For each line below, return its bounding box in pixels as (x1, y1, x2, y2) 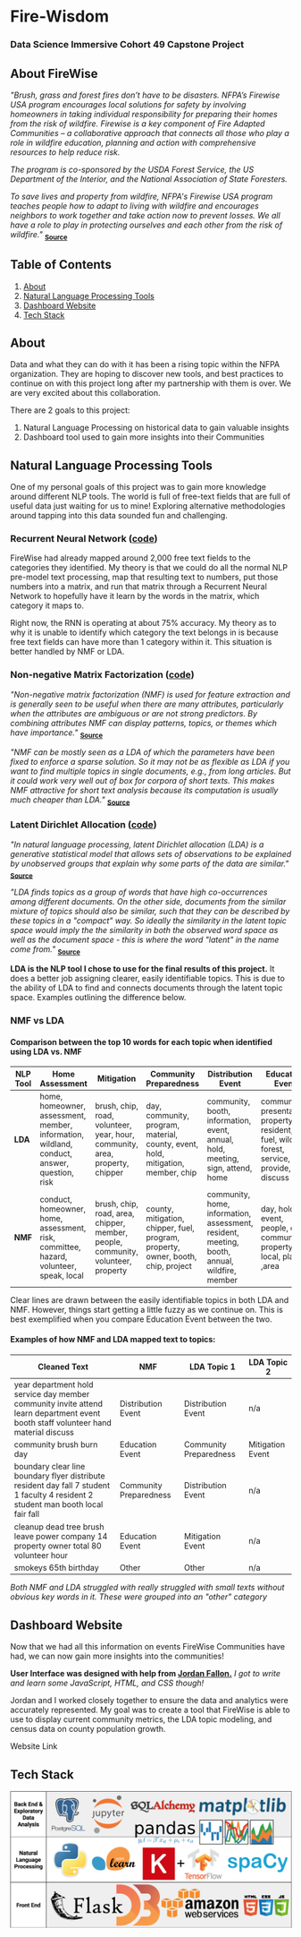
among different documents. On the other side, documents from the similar (10, 896, 287, 907)
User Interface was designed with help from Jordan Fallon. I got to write (10, 1668, 280, 1679)
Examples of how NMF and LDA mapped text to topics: (10, 1334, 216, 1345)
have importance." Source (10, 727, 104, 740)
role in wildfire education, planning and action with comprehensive (10, 137, 257, 148)
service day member (13, 1388, 90, 1399)
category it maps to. (10, 600, 84, 611)
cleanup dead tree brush (13, 1521, 105, 1532)
